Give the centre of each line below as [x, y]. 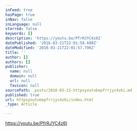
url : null [20, 81]
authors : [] [18, 62]
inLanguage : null [24, 24]
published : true [22, 95]
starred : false [21, 29]
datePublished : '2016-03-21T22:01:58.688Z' [52, 43]
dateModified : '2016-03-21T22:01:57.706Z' [51, 48]
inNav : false [19, 19]
